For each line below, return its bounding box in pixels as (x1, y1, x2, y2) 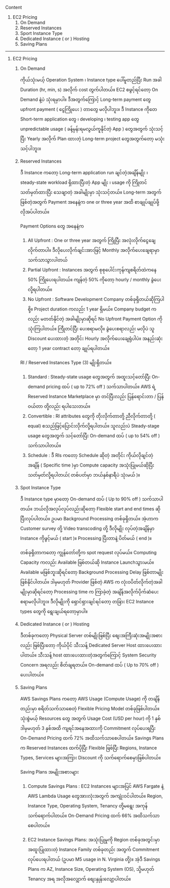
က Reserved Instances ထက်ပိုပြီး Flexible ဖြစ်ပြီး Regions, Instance (20, 745, 157, 751)
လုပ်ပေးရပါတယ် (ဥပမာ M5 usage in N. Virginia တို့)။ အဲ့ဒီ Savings (27, 856, 160, 862)
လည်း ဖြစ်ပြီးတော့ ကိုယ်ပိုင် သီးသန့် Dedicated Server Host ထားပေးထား (20, 642, 162, 648)
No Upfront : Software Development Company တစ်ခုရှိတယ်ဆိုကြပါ (27, 296, 164, 302)
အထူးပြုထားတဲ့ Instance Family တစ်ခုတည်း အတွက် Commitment (27, 846, 159, 853)
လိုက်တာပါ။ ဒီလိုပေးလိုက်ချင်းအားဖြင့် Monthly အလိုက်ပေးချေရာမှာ (27, 247, 160, 253)
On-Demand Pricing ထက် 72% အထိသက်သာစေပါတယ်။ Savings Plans (20, 735, 164, 741)
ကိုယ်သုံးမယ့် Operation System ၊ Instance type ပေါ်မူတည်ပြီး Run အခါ (20, 77, 162, 83)
